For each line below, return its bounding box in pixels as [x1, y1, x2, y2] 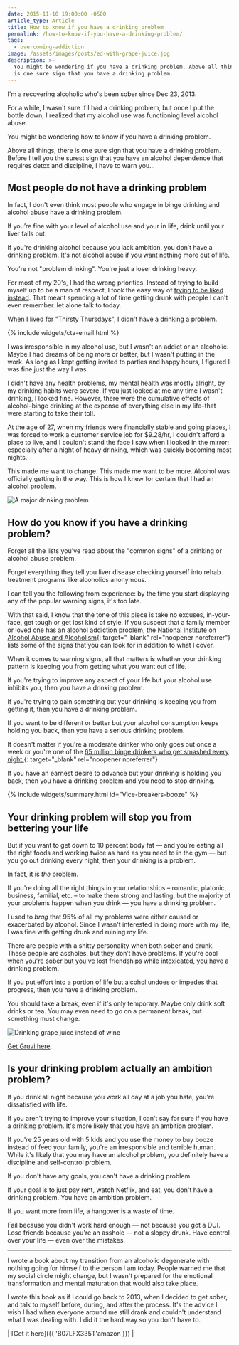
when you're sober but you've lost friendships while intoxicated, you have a [7, 956, 229, 965]
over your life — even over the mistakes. [7, 1235, 126, 1244]
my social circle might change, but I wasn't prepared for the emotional [7, 1271, 213, 1280]
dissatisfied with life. [7, 1100, 68, 1109]
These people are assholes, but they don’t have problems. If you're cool [7, 949, 218, 957]
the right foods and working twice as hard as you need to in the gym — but [7, 848, 227, 857]
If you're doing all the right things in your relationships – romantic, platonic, [7, 883, 226, 892]
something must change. [7, 1014, 80, 1023]
